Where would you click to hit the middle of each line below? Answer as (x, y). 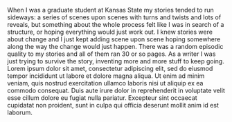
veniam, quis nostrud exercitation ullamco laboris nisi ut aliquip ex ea (105, 83)
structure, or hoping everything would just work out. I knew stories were (110, 32)
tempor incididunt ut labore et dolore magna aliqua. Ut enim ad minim (106, 76)
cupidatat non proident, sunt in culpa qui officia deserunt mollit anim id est (113, 105)
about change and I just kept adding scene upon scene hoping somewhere (114, 39)
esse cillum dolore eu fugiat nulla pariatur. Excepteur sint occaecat (102, 98)
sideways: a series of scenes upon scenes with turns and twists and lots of (114, 17)
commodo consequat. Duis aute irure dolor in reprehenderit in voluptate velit (116, 90)
